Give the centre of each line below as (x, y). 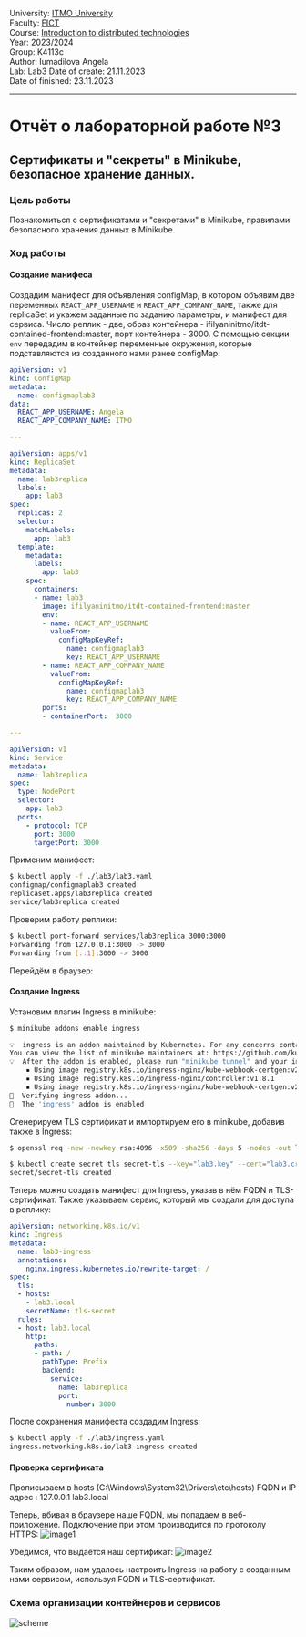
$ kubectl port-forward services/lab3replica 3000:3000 (117, 936)
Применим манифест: (52, 860)
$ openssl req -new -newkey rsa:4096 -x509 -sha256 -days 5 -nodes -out (150, 1148)
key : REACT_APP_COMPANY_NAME (122, 700)
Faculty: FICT (35, 23)
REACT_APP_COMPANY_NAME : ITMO (75, 421)
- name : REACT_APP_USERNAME (95, 623)
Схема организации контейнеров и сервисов (115, 1603)
